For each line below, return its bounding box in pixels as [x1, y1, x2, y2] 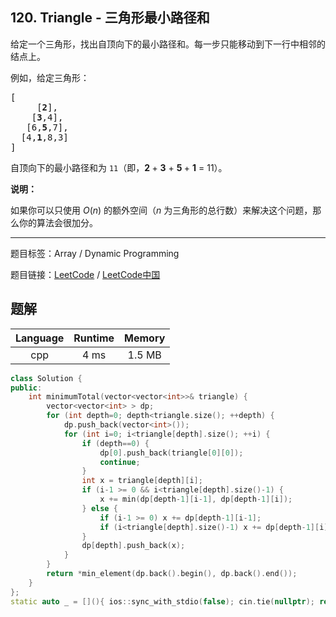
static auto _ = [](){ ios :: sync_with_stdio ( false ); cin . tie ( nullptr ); [10, 596, 315, 607]
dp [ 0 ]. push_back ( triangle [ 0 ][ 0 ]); [99, 448, 244, 458]
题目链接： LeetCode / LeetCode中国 [10, 268, 161, 280]
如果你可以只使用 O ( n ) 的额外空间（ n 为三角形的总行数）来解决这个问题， [10, 204, 313, 216]
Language [15, 331, 65, 345]
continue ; [99, 457, 141, 467]
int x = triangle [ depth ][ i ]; [81, 476, 203, 486]
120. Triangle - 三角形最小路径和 [10, 9, 210, 27]
